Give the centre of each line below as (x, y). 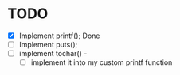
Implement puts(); (48, 45)
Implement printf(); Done (59, 36)
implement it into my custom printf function (102, 62)
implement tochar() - (53, 54)
